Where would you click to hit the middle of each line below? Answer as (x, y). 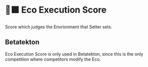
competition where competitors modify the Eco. (53, 59)
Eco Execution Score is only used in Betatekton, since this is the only (74, 54)
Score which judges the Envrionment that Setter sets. (59, 27)
